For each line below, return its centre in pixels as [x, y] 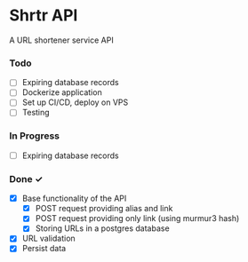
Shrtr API [44, 16]
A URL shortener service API [61, 40]
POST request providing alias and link [104, 209]
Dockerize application [62, 92]
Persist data [44, 249]
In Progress [35, 136]
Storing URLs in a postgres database [103, 228]
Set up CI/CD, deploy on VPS [75, 102]
